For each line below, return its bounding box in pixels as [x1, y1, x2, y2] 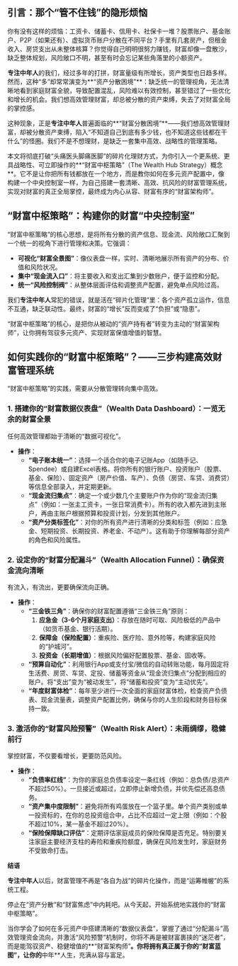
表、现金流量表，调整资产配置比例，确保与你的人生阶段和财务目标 [28, 695, 221, 704]
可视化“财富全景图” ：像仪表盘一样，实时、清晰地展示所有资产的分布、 [17, 254, 223, 262]
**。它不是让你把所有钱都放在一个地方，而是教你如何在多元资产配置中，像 [7, 169, 225, 178]
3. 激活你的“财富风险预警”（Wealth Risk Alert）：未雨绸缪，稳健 [7, 723, 226, 733]
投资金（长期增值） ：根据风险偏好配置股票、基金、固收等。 [38, 651, 210, 660]
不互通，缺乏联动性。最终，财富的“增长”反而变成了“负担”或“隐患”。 [7, 304, 204, 313]
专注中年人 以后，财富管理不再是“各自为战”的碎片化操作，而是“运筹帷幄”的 [7, 877, 223, 885]
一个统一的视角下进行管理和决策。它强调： [7, 239, 132, 247]
